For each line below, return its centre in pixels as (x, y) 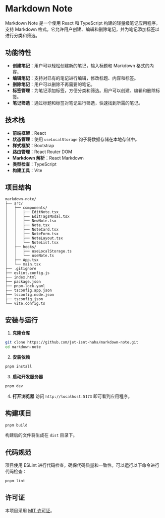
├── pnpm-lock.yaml (25, 286)
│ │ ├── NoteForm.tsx (32, 234)
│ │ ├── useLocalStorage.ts (38, 252)
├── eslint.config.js (27, 273)
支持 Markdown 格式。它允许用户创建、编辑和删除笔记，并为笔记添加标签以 (82, 29)
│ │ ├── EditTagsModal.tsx (37, 217)
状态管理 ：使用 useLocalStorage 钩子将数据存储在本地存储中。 (76, 139)
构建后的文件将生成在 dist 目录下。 (41, 435)
